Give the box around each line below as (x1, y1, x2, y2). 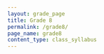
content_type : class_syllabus (7, 36, 98, 43)
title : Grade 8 (7, 17, 53, 24)
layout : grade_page (7, 10, 66, 18)
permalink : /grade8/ (7, 23, 69, 30)
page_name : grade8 (7, 29, 62, 37)
